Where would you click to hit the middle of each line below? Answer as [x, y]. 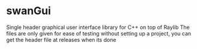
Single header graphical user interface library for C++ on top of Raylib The [98, 27]
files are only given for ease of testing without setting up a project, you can [99, 33]
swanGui [29, 11]
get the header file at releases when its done [61, 40]
